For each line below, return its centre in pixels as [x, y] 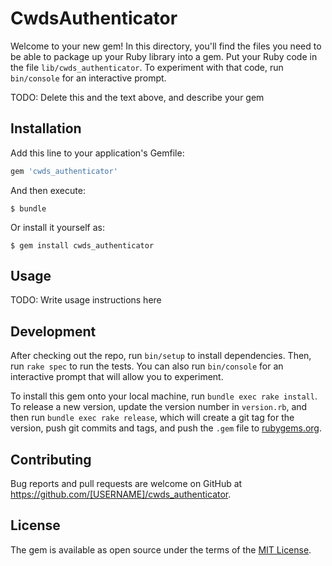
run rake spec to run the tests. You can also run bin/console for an [147, 366]
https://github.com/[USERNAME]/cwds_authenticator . [121, 494]
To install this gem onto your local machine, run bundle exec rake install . [164, 396]
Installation [46, 128]
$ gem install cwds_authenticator [82, 245]
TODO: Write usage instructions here [86, 300]
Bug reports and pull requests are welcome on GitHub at [126, 484]
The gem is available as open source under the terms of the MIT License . [161, 549]
